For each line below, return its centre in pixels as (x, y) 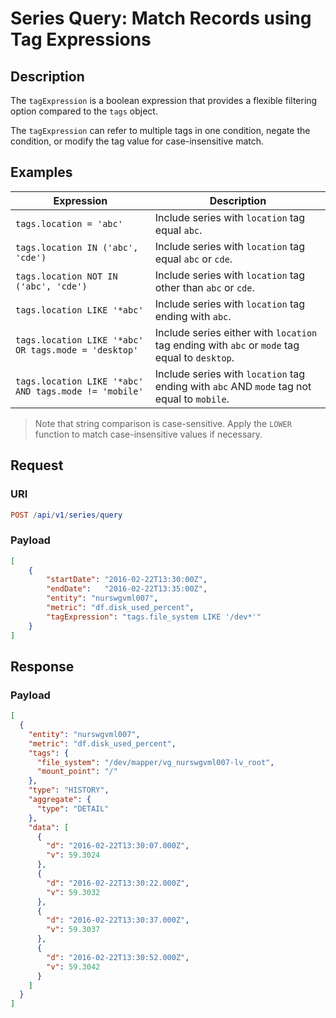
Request (37, 465)
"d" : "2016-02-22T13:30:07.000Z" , (118, 846)
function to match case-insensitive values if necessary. (148, 434)
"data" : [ (49, 827)
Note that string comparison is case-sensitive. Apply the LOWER (163, 423)
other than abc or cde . (204, 287)
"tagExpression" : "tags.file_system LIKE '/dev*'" (154, 617)
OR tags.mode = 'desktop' (77, 350)
